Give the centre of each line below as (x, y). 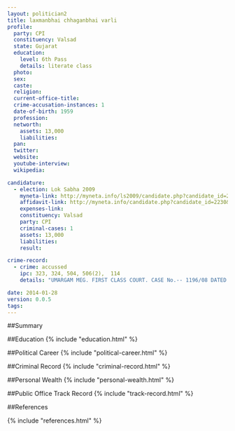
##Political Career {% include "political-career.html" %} (87, 353)
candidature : (26, 183)
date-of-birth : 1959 (43, 111)
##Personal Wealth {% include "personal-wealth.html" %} (91, 380)
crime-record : (28, 261)
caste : (23, 85)
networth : (28, 124)
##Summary (25, 326)
